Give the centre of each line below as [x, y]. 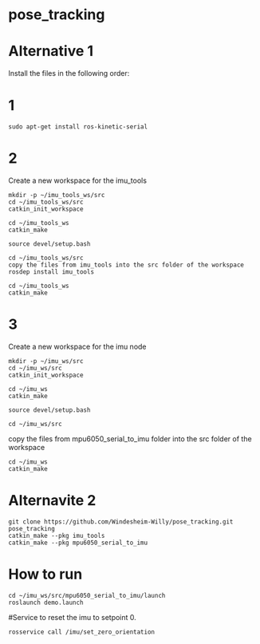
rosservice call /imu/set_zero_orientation [82, 632]
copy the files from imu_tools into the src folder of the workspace [126, 265]
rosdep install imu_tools [51, 272]
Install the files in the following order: [69, 73]
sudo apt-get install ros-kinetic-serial [78, 127]
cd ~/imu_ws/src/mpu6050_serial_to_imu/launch [87, 595]
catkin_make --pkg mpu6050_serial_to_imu [78, 543]
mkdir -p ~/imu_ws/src [46, 361]
